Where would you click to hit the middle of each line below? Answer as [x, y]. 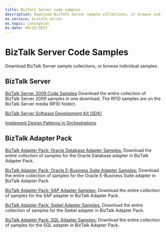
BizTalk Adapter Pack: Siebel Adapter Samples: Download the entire [74, 205]
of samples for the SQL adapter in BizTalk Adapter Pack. [62, 225]
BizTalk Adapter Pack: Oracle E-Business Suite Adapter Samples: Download [82, 170]
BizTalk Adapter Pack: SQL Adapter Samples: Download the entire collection [83, 220]
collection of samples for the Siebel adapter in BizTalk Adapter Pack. [75, 210]
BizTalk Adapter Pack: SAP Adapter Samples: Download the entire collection [83, 190]
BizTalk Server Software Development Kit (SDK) [54, 113]
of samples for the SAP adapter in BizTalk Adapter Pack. [62, 196]
